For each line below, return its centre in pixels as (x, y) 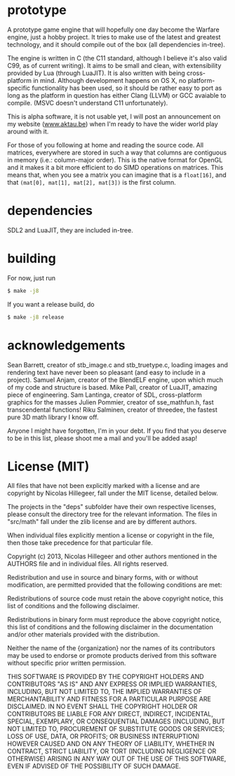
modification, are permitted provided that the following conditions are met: (115, 585)
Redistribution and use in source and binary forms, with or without (103, 577)
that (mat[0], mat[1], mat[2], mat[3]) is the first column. (92, 182)
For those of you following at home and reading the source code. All (106, 145)
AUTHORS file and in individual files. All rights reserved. (88, 564)
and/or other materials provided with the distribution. (83, 635)
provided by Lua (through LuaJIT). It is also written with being (96, 73)
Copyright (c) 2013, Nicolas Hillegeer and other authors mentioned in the (112, 556)
